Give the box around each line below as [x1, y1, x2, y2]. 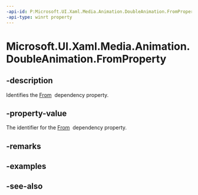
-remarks [6, 141, 41, 151]
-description [6, 76, 53, 86]
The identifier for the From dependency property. [6, 124, 127, 131]
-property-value [6, 108, 67, 118]
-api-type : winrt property [6, 14, 72, 20]
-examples [6, 161, 47, 171]
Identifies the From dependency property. [6, 91, 109, 98]
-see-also [6, 181, 43, 191]
